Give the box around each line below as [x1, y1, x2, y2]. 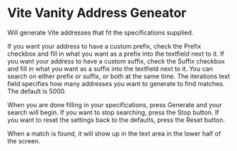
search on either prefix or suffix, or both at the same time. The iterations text [7, 72, 231, 80]
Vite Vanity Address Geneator [7, 5, 187, 21]
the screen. [7, 136, 41, 145]
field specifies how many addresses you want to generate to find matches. [7, 79, 225, 87]
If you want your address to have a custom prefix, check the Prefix [7, 42, 202, 50]
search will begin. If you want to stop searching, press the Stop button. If [7, 108, 219, 116]
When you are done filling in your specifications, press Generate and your [7, 100, 223, 109]
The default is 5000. [7, 87, 67, 95]
